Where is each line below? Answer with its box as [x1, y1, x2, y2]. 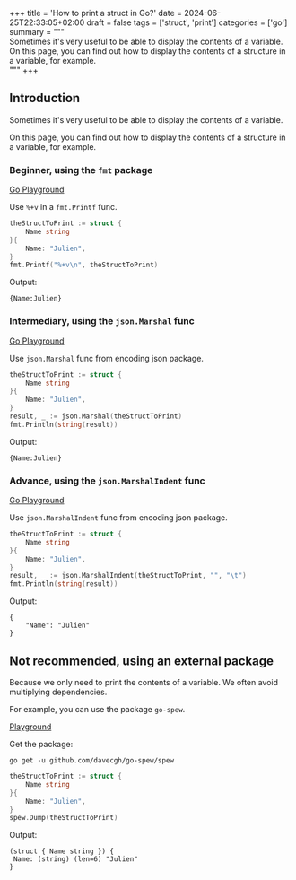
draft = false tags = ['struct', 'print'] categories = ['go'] [86, 17, 288, 28]
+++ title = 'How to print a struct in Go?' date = [9, 8, 182, 18]
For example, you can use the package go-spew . [9, 704, 186, 715]
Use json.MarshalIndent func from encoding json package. [9, 512, 229, 523]
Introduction [9, 91, 81, 106]
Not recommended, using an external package [9, 653, 274, 668]
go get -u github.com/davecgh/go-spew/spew [9, 756, 175, 765]
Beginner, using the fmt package [9, 163, 153, 176]
